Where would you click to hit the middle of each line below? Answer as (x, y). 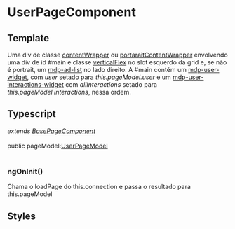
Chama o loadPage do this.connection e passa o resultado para (99, 187)
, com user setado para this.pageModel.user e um (99, 77)
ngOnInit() (25, 171)
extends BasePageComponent (52, 131)
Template (28, 38)
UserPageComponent (72, 12)
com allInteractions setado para (112, 84)
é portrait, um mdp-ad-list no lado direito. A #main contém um (97, 70)
